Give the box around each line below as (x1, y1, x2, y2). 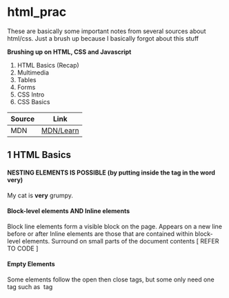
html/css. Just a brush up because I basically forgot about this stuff (7, 34, 199, 42)
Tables (17, 75, 37, 83)
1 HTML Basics (7, 149, 71, 161)
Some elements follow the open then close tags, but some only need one (7, 275, 215, 284)
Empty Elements (7, 260, 55, 268)
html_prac (7, 4, 67, 20)
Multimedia (17, 68, 50, 77)
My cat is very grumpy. (7, 191, 74, 199)
